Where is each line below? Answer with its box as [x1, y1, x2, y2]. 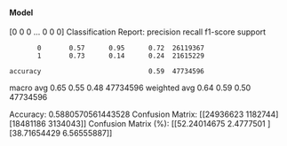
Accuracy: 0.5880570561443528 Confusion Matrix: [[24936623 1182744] [9, 109, 279, 119]
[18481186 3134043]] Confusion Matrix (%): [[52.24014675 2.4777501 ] [9, 119, 271, 129]
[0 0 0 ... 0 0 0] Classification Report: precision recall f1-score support [9, 27, 267, 37]
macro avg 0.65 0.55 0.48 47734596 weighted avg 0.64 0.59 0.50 [9, 82, 251, 93]
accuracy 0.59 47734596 [9, 67, 204, 76]
